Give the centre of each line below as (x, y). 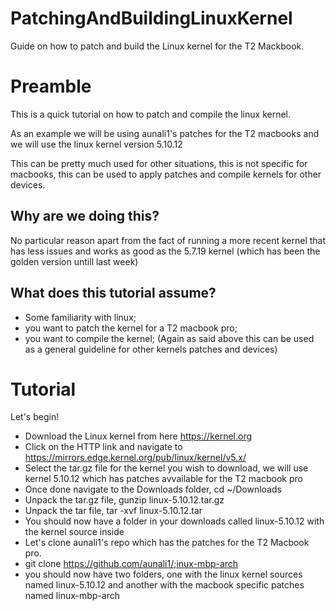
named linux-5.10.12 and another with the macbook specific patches (164, 585)
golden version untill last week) (74, 261)
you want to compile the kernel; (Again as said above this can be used (169, 338)
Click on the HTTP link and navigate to (103, 447)
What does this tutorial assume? (113, 293)
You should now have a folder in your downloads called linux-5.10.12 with (174, 521)
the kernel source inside (74, 532)
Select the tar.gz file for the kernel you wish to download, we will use (166, 468)
